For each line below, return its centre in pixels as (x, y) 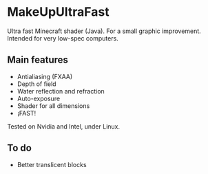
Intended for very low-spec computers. (63, 38)
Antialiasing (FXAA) (45, 76)
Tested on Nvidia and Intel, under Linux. (64, 126)
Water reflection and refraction (61, 91)
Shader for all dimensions (53, 106)
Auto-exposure (39, 98)
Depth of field (37, 84)
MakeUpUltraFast (58, 12)
